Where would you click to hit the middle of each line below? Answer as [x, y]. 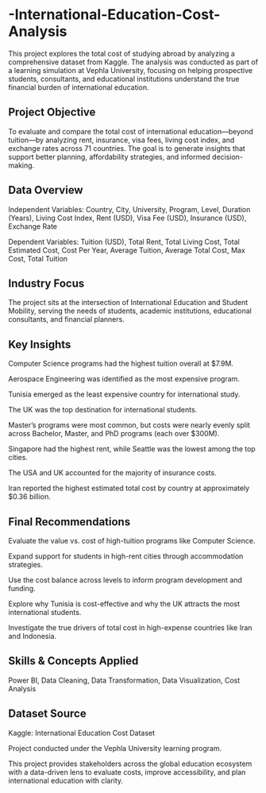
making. [21, 165]
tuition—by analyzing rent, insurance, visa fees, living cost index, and [121, 140]
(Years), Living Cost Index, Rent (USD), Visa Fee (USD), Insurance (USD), [127, 218]
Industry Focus [46, 283]
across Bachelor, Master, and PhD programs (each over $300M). [114, 434]
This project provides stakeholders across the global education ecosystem [130, 764]
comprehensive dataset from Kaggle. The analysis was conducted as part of [133, 62]
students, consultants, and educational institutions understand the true [124, 79]
